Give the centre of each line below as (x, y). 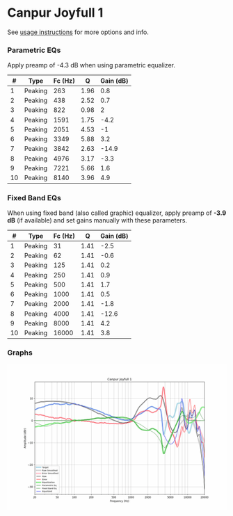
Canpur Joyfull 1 (55, 13)
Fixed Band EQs (34, 197)
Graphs (20, 353)
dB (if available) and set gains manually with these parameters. (97, 220)
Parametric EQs (34, 50)
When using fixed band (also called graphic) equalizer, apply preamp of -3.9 (117, 213)
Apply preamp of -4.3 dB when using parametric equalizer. (91, 65)
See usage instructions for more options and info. (78, 32)
